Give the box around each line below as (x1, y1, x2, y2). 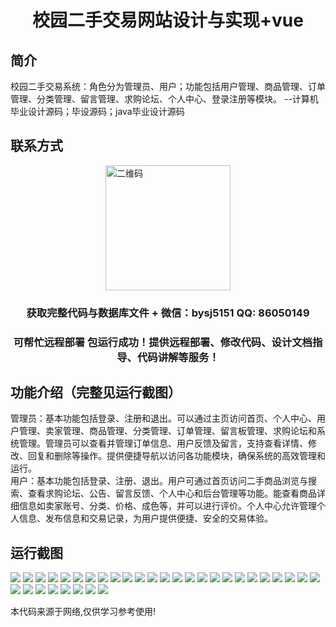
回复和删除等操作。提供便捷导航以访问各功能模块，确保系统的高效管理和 (27, 450, 326, 462)
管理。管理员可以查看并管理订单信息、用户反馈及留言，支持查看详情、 (18, 437, 308, 450)
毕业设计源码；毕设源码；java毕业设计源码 (10, 106, 185, 117)
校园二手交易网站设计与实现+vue (32, 9, 304, 32)
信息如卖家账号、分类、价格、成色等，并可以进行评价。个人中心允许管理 (18, 500, 317, 512)
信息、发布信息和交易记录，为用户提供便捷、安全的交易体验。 (18, 512, 273, 525)
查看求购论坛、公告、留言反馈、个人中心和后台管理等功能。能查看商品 (27, 487, 317, 500)
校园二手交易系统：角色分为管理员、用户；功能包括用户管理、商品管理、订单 (10, 81, 326, 92)
